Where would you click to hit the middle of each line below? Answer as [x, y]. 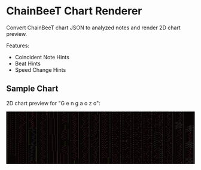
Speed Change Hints [40, 69]
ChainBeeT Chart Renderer [74, 11]
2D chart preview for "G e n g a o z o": [53, 103]
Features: [18, 45]
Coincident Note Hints [42, 57]
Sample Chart [32, 89]
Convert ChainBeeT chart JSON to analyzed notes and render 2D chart [93, 28]
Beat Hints [28, 63]
